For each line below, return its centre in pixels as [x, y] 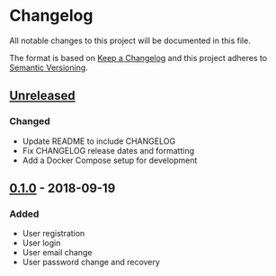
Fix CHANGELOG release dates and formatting [108, 150]
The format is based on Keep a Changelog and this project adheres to [138, 58]
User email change [57, 253]
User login [41, 243]
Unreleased [43, 96]
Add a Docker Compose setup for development [110, 160]
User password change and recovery [91, 263]
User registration [53, 234]
